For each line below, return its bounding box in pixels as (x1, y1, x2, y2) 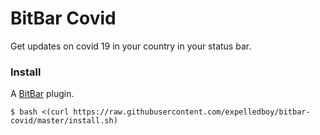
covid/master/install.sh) (10, 116, 118, 126)
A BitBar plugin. (10, 88, 75, 100)
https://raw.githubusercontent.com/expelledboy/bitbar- (73, 107, 311, 117)
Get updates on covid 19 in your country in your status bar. (10, 40, 252, 52)
